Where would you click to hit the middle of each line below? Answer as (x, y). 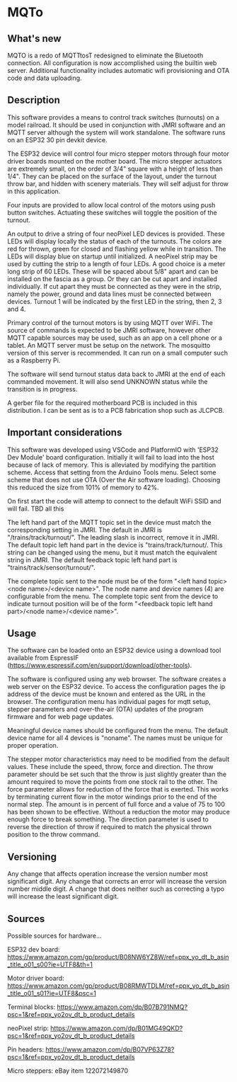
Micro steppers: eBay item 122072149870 (68, 1071)
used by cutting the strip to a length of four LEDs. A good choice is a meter (116, 263)
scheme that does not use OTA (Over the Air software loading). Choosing (114, 479)
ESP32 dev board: (34, 950)
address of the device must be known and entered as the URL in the (106, 694)
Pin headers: (26, 1049)
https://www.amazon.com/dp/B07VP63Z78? (110, 1049)
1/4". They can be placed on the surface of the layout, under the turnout (112, 176)
